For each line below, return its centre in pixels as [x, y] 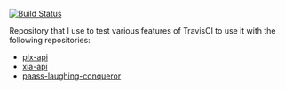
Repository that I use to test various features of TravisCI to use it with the [142, 30]
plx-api [35, 57]
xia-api [35, 67]
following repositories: [50, 40]
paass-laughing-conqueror [71, 76]
